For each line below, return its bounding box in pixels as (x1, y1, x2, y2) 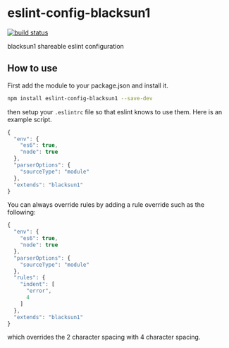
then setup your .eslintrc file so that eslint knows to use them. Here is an (7, 107, 223, 116)
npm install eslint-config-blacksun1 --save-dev (7, 95, 153, 102)
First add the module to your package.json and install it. (7, 81, 169, 90)
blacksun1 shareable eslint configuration (7, 42, 125, 50)
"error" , (25, 287, 52, 294)
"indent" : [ (20, 281, 55, 288)
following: (7, 208, 36, 217)
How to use (7, 62, 58, 75)
